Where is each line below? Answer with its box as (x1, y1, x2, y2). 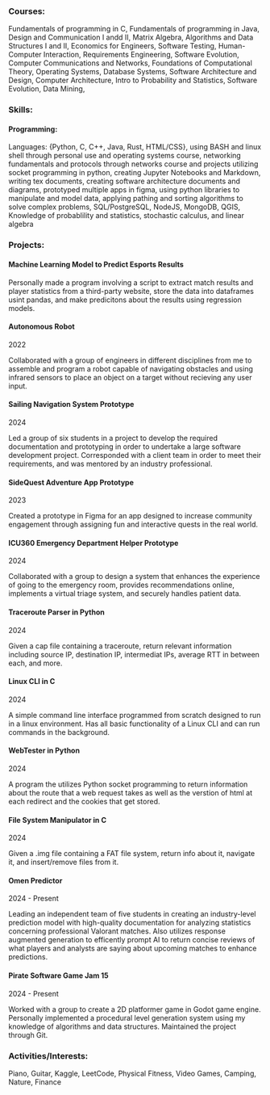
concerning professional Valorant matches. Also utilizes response (8, 926, 226, 936)
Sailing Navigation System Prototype (8, 400, 135, 409)
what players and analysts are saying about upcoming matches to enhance (8, 943, 257, 954)
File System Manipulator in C (8, 815, 107, 824)
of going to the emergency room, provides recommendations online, (8, 580, 235, 590)
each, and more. (8, 658, 63, 668)
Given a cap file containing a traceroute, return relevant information (8, 640, 232, 651)
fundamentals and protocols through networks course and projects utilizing (8, 159, 259, 169)
